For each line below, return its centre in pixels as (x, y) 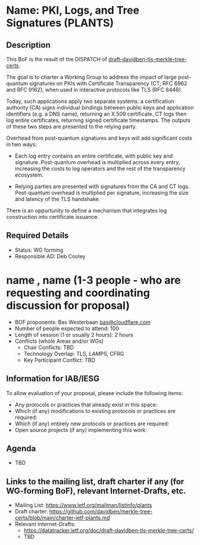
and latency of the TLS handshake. (57, 199)
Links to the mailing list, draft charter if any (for (95, 482)
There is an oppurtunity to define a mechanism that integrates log (87, 211)
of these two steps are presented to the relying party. (71, 126)
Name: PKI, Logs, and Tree (73, 10)
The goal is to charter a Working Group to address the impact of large (91, 77)
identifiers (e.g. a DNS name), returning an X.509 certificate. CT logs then (96, 114)
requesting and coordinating (78, 293)
